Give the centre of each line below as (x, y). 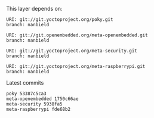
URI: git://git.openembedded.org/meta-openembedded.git (77, 35)
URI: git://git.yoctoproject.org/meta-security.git (72, 51)
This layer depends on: (34, 9)
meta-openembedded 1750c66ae (42, 99)
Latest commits (25, 83)
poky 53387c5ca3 (26, 94)
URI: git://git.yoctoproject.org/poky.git (60, 20)
